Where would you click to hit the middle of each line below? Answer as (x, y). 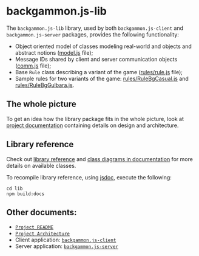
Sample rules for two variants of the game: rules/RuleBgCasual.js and (102, 78)
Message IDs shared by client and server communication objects (96, 59)
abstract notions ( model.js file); (54, 52)
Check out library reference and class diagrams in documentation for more (99, 159)
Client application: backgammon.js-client (66, 240)
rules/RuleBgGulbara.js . (45, 85)
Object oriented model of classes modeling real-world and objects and (103, 46)
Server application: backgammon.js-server (66, 246)
